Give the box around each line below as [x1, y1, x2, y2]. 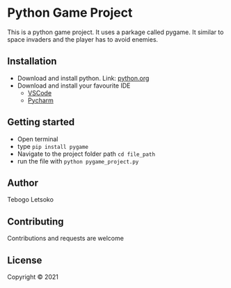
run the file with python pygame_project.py [17, 157, 139, 165]
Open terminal [17, 134, 58, 143]
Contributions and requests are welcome [7, 234, 124, 243]
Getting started [7, 116, 75, 128]
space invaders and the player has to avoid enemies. [7, 35, 159, 43]
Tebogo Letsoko [7, 195, 54, 204]
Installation [7, 56, 57, 67]
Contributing [7, 216, 64, 227]
